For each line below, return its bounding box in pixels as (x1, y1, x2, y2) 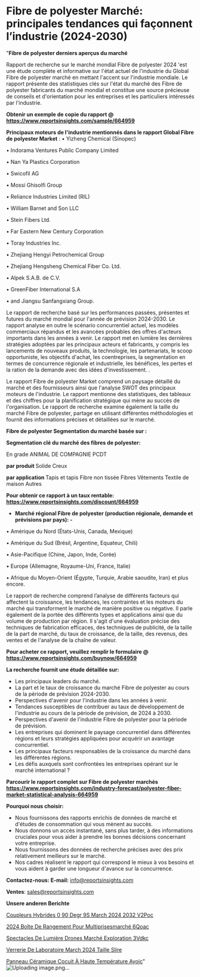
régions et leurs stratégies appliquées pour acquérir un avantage (14, 735, 175, 742)
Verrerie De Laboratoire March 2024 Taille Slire (6, 946, 122, 953)
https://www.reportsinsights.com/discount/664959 (6, 498, 139, 505)
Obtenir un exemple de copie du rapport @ (6, 111, 114, 118)
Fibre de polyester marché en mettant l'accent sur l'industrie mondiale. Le (6, 74, 188, 81)
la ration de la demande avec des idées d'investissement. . (6, 366, 150, 373)
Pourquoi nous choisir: (6, 802, 64, 809)
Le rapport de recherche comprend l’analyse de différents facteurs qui (6, 592, 179, 599)
